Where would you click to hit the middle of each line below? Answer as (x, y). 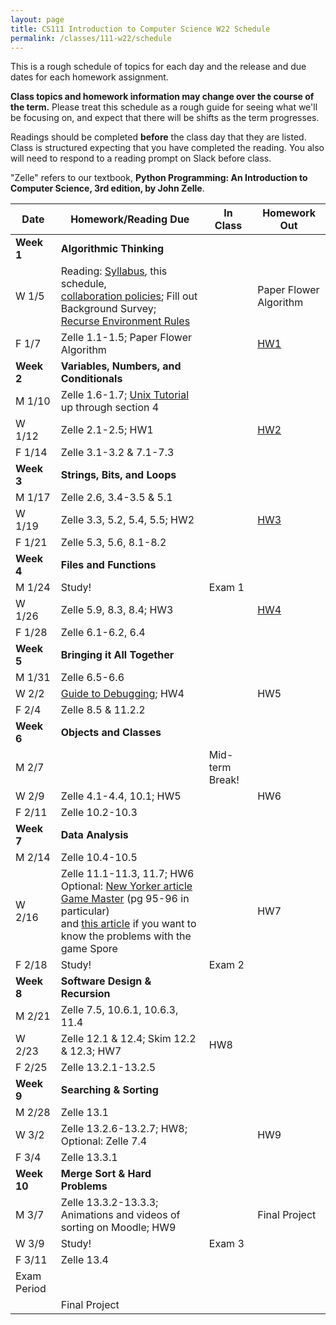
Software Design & (106, 981)
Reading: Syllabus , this (114, 271)
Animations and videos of (120, 1215)
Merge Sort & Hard (106, 1174)
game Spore (89, 949)
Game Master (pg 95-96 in (125, 899)
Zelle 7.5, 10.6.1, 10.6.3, (119, 1010)
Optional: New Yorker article (126, 886)
